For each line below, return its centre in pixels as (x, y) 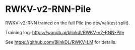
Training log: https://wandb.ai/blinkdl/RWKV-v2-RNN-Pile (65, 32)
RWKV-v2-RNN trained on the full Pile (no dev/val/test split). (67, 23)
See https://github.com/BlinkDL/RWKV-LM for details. (61, 42)
